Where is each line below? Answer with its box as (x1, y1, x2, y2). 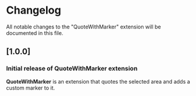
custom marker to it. (6, 84, 55, 91)
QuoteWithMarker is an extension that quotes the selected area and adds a (6, 78, 191, 85)
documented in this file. (6, 29, 64, 36)
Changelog (6, 4, 61, 17)
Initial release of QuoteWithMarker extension (6, 65, 138, 73)
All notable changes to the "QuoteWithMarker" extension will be (6, 23, 161, 30)
